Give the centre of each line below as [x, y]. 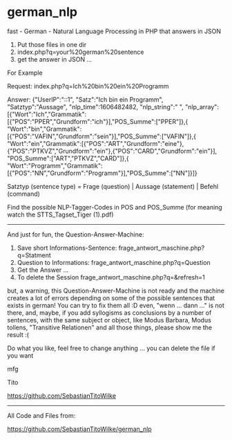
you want [20, 355]
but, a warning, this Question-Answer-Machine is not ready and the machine [116, 291]
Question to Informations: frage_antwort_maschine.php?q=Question [114, 262]
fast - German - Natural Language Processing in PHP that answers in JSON [114, 31]
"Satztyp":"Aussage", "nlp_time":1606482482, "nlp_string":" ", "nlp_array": [113, 107]
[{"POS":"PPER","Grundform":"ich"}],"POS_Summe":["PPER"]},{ [98, 121]
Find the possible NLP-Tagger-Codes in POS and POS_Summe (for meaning [115, 207]
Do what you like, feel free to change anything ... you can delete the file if [111, 348]
